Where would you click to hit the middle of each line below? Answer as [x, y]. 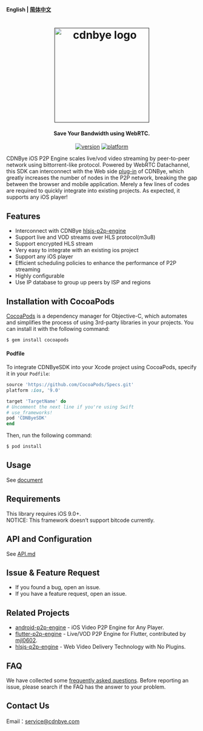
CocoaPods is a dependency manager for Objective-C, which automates [97, 316]
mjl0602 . [26, 640]
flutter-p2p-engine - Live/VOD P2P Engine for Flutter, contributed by [100, 634]
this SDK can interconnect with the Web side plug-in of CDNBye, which [95, 172]
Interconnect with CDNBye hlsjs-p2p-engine [70, 231]
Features [23, 216]
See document [25, 480]
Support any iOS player [44, 256]
